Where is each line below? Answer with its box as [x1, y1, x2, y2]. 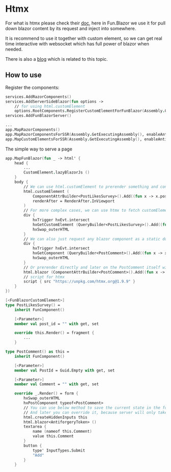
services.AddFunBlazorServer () [5, 113, 72, 118]
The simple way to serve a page [5, 146, 73, 152]
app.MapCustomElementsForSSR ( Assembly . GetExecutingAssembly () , [5, 136, 142, 142]
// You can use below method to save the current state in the [23, 405, 160, 410]
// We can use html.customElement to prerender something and [23, 184, 158, 189]
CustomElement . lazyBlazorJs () [23, 170, 90, 175]
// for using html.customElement [14, 104, 85, 109]
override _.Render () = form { [14, 391, 79, 396]
